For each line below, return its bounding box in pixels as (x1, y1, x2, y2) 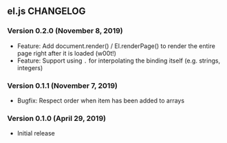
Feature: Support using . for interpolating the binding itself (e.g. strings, (17, 56, 221, 65)
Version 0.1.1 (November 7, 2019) (7, 80, 118, 90)
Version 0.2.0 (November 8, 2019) (7, 26, 123, 36)
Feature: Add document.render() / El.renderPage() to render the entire (17, 41, 215, 50)
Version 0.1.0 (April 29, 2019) (7, 113, 107, 123)
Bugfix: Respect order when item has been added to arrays (17, 96, 184, 104)
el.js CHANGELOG (7, 5, 86, 17)
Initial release (17, 129, 55, 137)
